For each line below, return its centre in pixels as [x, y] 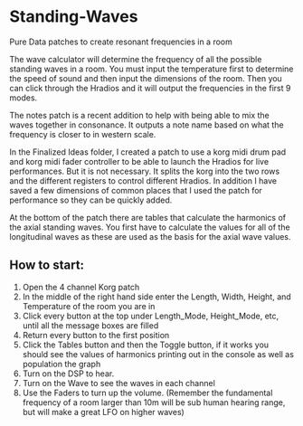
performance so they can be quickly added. [91, 200]
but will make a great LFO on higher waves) [104, 412]
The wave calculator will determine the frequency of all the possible [136, 59]
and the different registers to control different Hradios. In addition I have [143, 180]
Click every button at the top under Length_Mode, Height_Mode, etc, [151, 316]
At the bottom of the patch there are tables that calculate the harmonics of [148, 217]
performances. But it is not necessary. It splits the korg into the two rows [145, 171]
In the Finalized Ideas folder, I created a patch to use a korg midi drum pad [148, 152]
